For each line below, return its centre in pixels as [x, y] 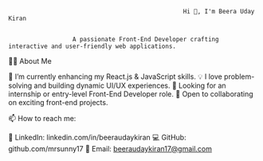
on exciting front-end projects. [58, 102]
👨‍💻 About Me [30, 61]
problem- [239, 77]
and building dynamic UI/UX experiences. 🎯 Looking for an [130, 85]
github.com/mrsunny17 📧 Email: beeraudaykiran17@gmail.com [110, 149]
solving [20, 85]
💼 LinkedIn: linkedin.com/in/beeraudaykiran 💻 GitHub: [97, 137]
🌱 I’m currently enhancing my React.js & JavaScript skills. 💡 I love [116, 77]
